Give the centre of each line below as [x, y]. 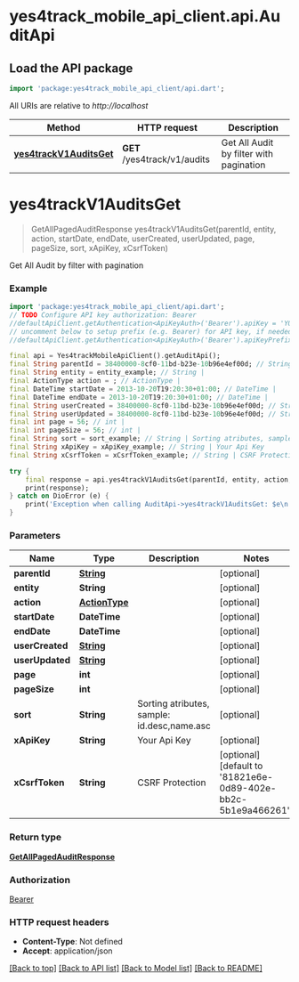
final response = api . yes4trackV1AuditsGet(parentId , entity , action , [159, 479]
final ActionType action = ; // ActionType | [95, 381]
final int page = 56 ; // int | [67, 422]
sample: [154, 715]
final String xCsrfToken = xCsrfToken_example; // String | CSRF [133, 455]
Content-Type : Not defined [72, 942]
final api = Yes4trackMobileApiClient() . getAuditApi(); [115, 356]
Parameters [35, 536]
